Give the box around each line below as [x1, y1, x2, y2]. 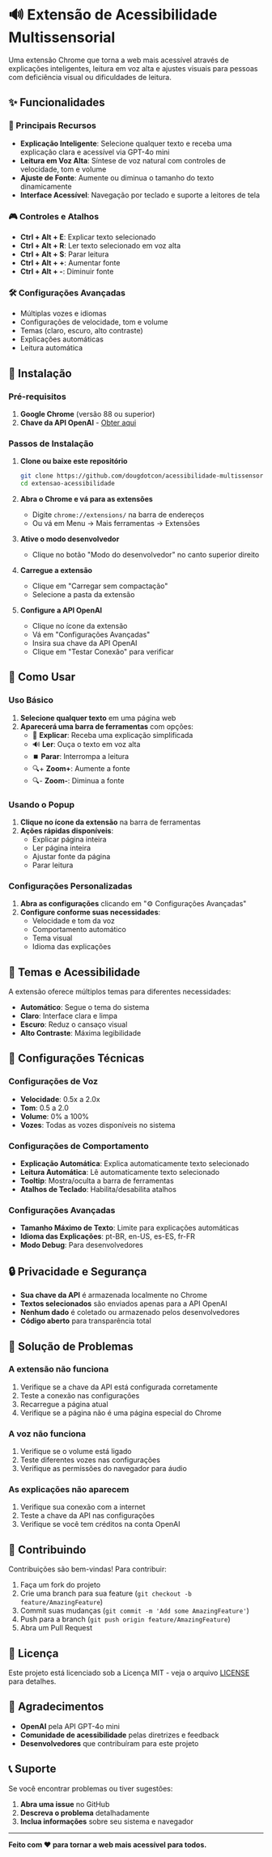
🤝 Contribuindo [8, 1542, 87, 1557]
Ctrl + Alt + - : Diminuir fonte [19, 266, 114, 276]
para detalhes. [8, 1677, 57, 1686]
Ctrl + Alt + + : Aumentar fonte [19, 257, 121, 267]
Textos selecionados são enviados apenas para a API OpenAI [19, 1299, 228, 1308]
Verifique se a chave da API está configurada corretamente [19, 1382, 219, 1392]
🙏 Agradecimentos [8, 1700, 104, 1714]
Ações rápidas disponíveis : [19, 825, 114, 835]
